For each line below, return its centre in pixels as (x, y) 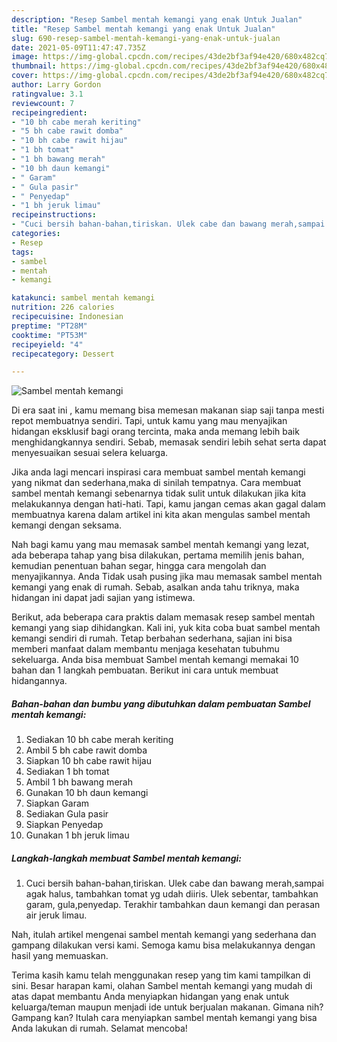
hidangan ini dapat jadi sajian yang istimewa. (103, 598)
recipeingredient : (49, 112)
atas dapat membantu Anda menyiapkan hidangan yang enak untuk (150, 997)
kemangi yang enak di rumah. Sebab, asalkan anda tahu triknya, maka (155, 587)
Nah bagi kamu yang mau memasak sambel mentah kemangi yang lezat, (160, 545)
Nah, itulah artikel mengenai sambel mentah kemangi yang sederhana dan (164, 935)
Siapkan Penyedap (64, 825)
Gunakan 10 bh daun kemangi (87, 793)
